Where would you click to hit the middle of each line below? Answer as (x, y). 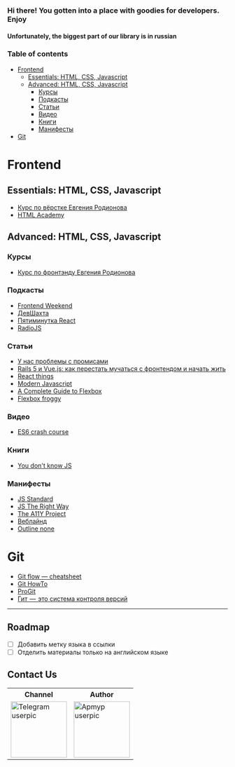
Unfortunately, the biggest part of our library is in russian (92, 36)
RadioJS (29, 327)
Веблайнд (32, 521)
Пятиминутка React (46, 320)
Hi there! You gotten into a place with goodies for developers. (113, 11)
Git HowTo (32, 583)
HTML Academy (41, 215)
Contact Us (32, 675)
